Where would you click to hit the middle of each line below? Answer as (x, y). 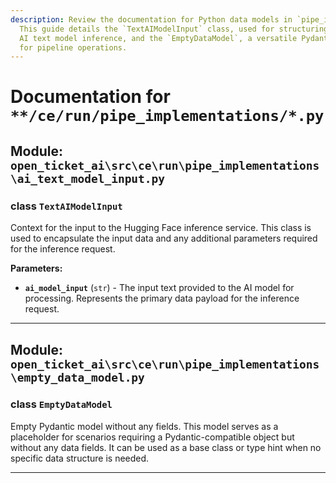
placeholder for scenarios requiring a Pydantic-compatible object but (152, 437)
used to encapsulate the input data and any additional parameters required (164, 238)
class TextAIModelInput (66, 206)
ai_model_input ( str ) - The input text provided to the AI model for (159, 288)
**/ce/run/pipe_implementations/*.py (167, 116)
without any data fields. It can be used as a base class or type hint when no (166, 447)
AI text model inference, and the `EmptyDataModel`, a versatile (158, 38)
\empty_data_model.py (77, 377)
